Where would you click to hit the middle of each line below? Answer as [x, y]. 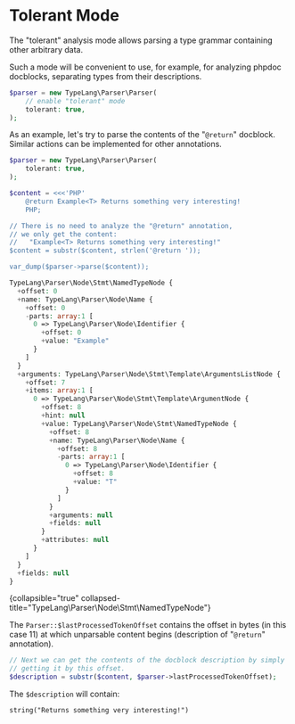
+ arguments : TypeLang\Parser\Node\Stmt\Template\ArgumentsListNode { [149, 374]
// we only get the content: [63, 234]
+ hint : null [64, 415]
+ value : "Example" [75, 341]
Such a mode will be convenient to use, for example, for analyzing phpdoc [146, 67]
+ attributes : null [75, 540]
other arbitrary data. [46, 49]
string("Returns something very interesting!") [99, 711]
